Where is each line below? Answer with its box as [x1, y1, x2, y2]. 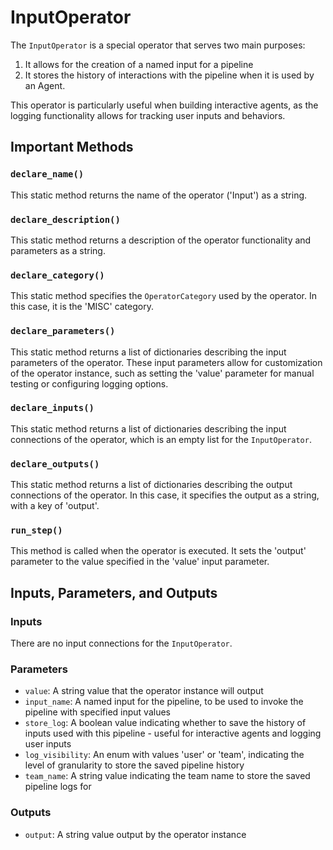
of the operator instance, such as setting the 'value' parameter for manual [10, 367, 315, 379]
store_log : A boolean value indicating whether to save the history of [24, 717, 307, 729]
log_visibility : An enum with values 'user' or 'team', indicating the [24, 749, 305, 761]
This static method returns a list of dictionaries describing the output [10, 479, 293, 491]
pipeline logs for [24, 781, 92, 793]
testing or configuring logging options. [10, 377, 169, 390]
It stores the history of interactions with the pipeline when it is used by [24, 69, 315, 81]
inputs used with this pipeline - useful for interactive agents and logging [24, 727, 322, 740]
